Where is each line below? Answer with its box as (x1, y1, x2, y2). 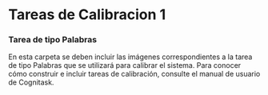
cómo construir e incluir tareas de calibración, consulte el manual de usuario (8, 69, 261, 79)
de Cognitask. (8, 77, 54, 87)
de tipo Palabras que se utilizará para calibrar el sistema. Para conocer (8, 61, 242, 70)
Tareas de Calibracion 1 (8, 6, 166, 24)
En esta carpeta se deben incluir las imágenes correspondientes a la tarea (8, 52, 253, 61)
